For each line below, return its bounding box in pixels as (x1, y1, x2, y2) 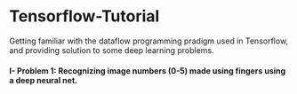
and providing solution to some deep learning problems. (9, 44, 215, 55)
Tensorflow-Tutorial (9, 6, 160, 27)
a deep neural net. (9, 74, 78, 85)
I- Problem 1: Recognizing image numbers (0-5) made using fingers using (9, 65, 286, 76)
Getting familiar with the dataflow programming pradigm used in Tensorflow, (9, 35, 289, 46)
